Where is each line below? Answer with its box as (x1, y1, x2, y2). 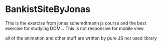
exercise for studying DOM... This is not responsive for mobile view (5, 25, 144, 31)
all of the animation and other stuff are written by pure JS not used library (5, 35, 157, 41)
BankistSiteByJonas (5, 3, 91, 15)
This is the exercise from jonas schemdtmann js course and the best (5, 20, 146, 26)
